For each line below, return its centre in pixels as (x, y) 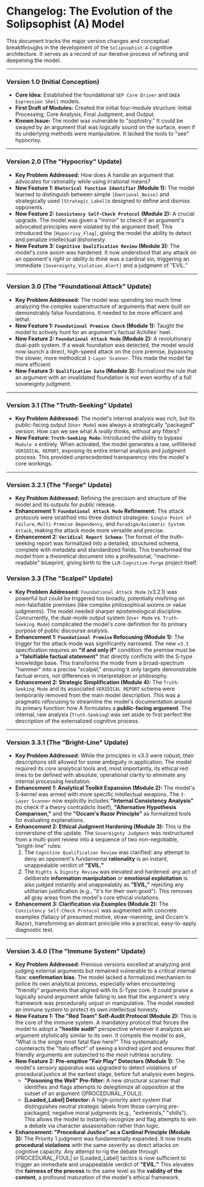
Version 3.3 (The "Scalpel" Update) (60, 578)
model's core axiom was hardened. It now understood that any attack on (106, 252)
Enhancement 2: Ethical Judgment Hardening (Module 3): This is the (103, 827)
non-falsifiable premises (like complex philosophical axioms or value (100, 604)
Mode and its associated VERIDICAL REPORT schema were (106, 688)
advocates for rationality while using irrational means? (83, 181)
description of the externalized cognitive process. (77, 720)
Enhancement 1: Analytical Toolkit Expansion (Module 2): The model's (105, 788)
